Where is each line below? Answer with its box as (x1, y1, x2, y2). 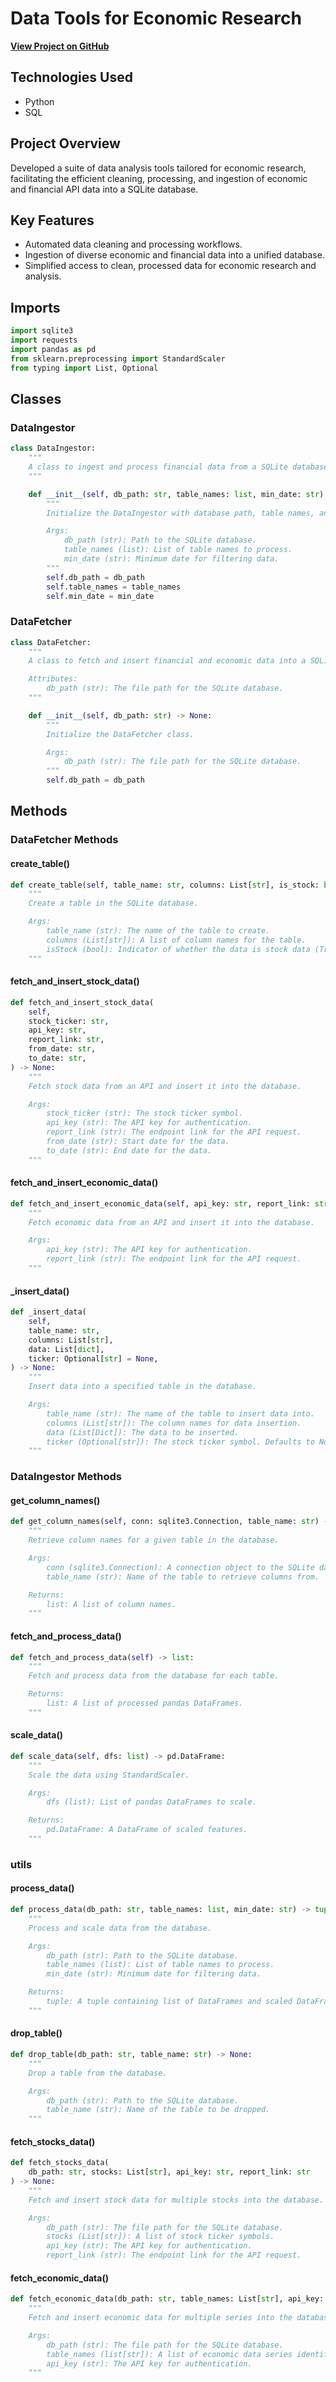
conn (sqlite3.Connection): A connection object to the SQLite (46, 1562, 315, 1572)
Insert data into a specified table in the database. (28, 1382, 257, 1392)
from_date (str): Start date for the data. (46, 1137, 230, 1147)
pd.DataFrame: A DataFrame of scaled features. (46, 1825, 248, 1835)
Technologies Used (10, 69, 133, 86)
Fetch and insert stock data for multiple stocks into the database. (28, 2195, 325, 2205)
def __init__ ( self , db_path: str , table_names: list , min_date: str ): (28, 489, 329, 499)
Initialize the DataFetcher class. (46, 729, 195, 739)
